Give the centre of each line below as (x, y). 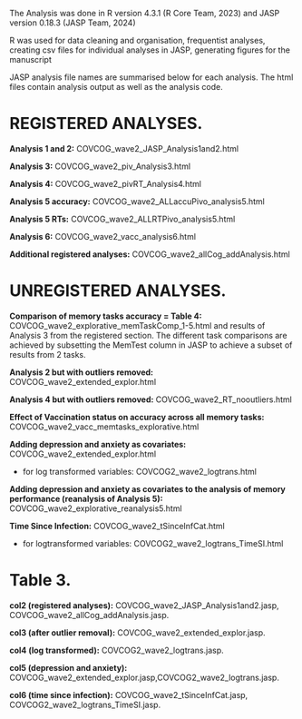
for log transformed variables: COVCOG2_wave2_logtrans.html (139, 471)
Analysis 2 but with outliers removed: (82, 372)
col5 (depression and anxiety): (68, 667)
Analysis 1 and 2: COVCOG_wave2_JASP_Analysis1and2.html (124, 148)
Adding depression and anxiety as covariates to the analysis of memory (147, 488)
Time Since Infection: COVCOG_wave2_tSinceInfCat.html (117, 526)
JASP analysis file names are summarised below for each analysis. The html (151, 77)
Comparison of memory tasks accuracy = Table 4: (106, 316)
